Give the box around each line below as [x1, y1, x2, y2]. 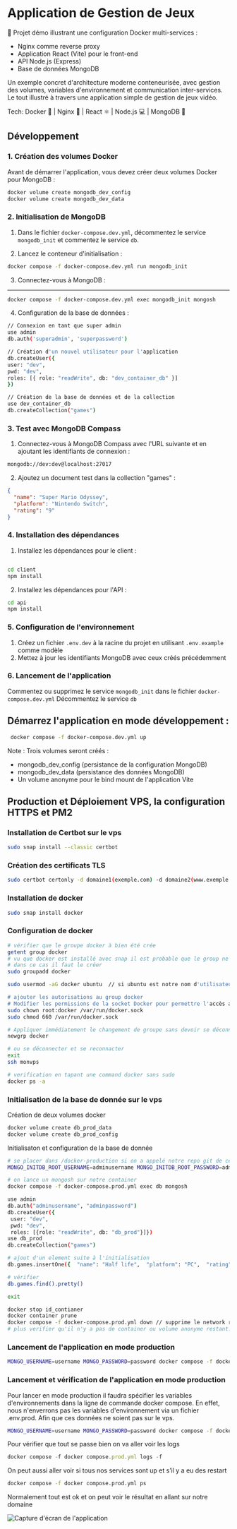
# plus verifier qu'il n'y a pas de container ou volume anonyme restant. [7, 1326, 232, 1333]
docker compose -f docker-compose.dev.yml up [10, 733, 147, 740]
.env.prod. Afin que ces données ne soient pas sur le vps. [7, 1413, 175, 1422]
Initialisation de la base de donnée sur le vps [7, 1094, 162, 1104]
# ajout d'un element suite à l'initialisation [7, 1254, 150, 1261]
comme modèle [17, 646, 63, 654]
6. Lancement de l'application [7, 671, 111, 680]
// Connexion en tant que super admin [7, 323, 121, 330]
